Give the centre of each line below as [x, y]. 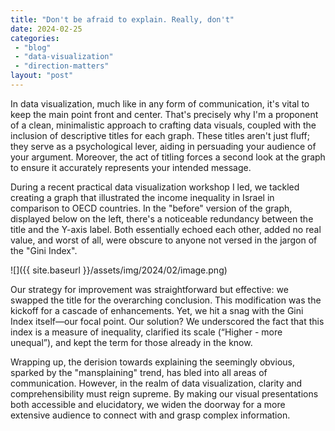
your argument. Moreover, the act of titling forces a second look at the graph [168, 157]
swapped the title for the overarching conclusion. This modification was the [166, 300]
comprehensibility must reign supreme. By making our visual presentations [164, 393]
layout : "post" [42, 76]
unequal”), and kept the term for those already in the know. [131, 342]
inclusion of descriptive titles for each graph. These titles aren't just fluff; [160, 135]
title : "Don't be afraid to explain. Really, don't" [122, 19]
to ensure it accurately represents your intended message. [131, 167]
